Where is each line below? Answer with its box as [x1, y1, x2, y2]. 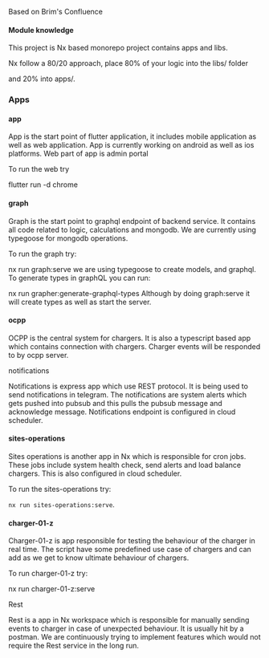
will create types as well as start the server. [8, 297, 152, 307]
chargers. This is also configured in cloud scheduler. [8, 469, 182, 478]
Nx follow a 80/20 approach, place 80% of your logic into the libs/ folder [8, 59, 249, 68]
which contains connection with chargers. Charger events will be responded [8, 341, 261, 351]
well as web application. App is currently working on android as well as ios [8, 140, 255, 150]
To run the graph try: [8, 249, 77, 258]
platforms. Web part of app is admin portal [8, 148, 149, 159]
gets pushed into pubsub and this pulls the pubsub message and [8, 398, 222, 408]
